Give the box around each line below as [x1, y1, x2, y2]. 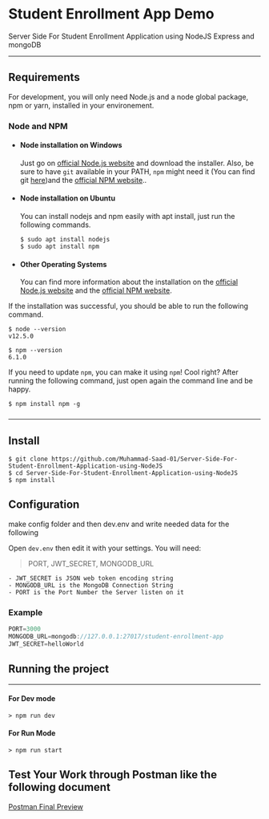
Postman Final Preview [8, 801, 84, 811]
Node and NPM [8, 120, 68, 132]
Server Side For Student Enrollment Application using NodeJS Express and [8, 31, 255, 41]
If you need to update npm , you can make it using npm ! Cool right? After [8, 367, 239, 377]
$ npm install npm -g [8, 400, 81, 408]
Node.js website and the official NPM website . [19, 286, 172, 295]
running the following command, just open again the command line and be [8, 376, 254, 386]
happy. [8, 384, 31, 394]
